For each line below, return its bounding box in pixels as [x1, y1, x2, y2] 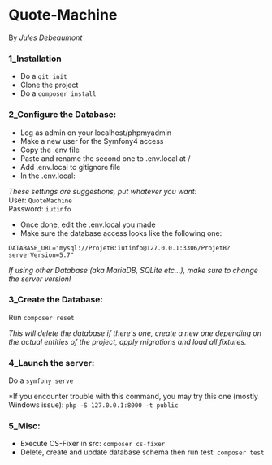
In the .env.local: [19, 171, 76, 180]
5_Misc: [8, 420, 41, 432]
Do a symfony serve [8, 376, 74, 385]
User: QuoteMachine [8, 195, 73, 205]
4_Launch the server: [8, 357, 95, 368]
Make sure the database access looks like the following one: [19, 228, 222, 237]
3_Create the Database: [8, 294, 103, 306]
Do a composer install [19, 89, 97, 98]
